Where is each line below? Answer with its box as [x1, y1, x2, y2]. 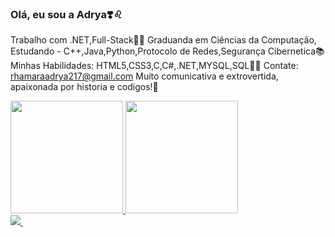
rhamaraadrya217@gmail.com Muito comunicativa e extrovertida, [10, 70, 279, 82]
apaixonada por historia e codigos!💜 [10, 81, 159, 93]
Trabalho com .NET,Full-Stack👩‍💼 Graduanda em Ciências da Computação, [10, 34, 317, 46]
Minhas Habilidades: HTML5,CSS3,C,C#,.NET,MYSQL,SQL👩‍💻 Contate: [10, 60, 299, 72]
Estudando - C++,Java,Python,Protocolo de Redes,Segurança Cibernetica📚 [10, 45, 325, 57]
